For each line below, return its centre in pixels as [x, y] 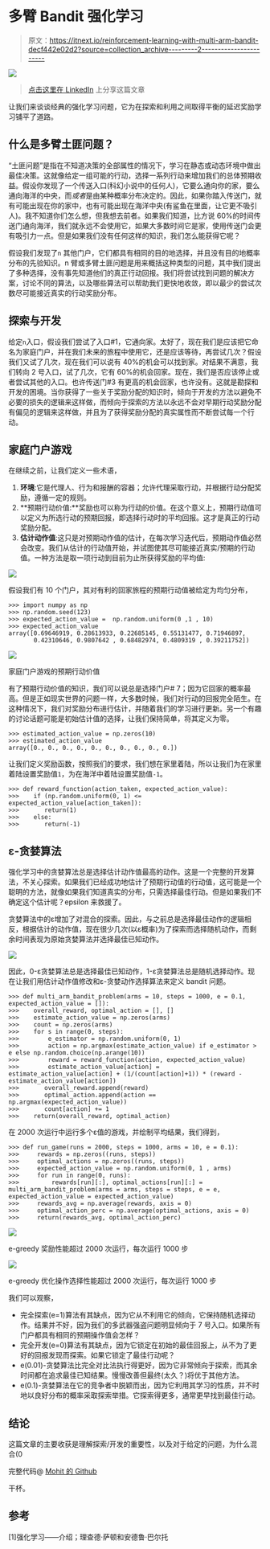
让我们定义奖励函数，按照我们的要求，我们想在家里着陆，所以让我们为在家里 [135, 764]
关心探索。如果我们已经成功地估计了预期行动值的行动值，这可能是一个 [145, 882]
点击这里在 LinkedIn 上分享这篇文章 [86, 89]
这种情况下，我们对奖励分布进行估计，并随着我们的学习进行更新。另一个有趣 [135, 709]
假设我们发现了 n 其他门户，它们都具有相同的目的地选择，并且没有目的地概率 [135, 252]
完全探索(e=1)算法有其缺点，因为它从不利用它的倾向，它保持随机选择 [134, 1315]
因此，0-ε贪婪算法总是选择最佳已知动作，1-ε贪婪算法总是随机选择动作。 [128, 971]
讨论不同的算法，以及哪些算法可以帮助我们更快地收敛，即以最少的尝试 [138, 283]
